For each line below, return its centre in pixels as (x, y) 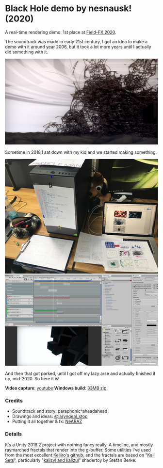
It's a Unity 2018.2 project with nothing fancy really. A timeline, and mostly (79, 445)
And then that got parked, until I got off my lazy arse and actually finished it (80, 373)
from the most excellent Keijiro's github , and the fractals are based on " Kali (80, 455)
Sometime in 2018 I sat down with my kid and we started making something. (81, 152)
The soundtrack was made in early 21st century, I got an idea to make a (76, 41)
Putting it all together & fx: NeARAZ (47, 421)
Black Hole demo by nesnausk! (68, 8)
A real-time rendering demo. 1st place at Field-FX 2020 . (61, 32)
